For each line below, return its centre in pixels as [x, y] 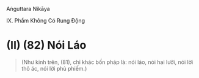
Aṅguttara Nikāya [28, 9]
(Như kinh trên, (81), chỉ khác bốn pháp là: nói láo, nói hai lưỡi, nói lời [107, 62]
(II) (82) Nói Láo [46, 45]
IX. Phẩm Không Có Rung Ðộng [46, 20]
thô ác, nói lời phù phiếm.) [54, 68]
